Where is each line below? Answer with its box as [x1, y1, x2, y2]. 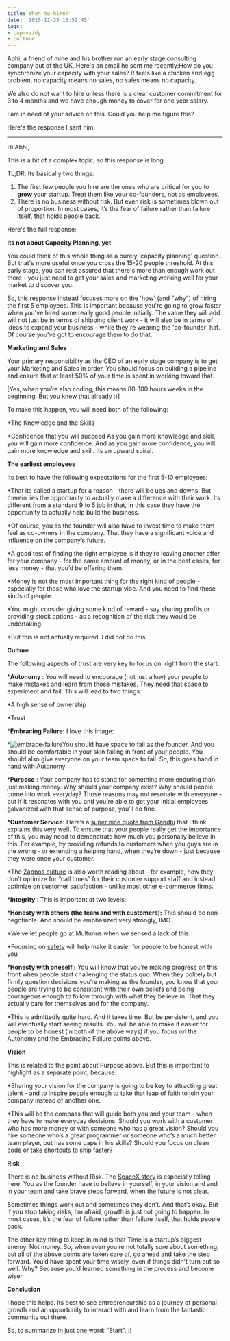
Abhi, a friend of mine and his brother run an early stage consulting [7, 54, 197, 62]
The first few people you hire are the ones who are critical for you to [16, 183, 209, 191]
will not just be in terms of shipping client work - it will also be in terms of [7, 316, 214, 324]
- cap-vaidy [7, 29, 41, 36]
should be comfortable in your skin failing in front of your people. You [7, 748, 203, 756]
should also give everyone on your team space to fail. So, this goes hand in [7, 755, 219, 763]
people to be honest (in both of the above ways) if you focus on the [7, 1027, 197, 1035]
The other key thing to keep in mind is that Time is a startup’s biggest [7, 1235, 202, 1244]
